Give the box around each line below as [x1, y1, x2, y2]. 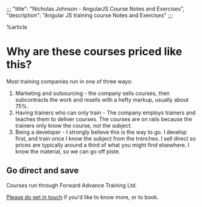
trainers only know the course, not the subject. [15, 122, 133, 129]
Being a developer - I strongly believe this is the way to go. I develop [15, 128, 187, 136]
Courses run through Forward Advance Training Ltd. [6, 181, 137, 189]
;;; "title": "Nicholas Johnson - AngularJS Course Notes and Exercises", [6, 5, 184, 12]
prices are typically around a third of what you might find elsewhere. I [15, 141, 190, 149]
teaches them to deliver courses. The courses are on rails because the [15, 115, 193, 122]
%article [6, 24, 27, 30]
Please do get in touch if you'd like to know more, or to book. [6, 193, 159, 200]
